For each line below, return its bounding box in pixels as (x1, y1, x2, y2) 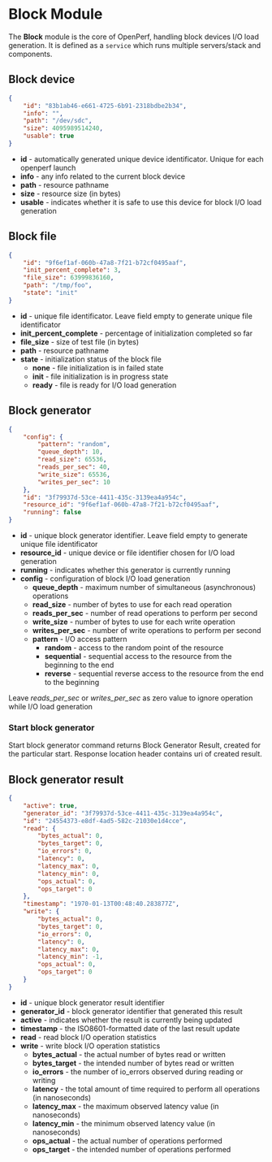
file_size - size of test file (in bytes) (19, 336, 140, 346)
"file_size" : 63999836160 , (23, 274, 114, 282)
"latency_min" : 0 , (37, 869, 100, 878)
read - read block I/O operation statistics (19, 1032, 157, 1042)
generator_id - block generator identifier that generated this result (19, 1006, 243, 1016)
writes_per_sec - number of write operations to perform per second (32, 626, 261, 635)
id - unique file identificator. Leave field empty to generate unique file (19, 310, 253, 321)
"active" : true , (23, 801, 79, 809)
